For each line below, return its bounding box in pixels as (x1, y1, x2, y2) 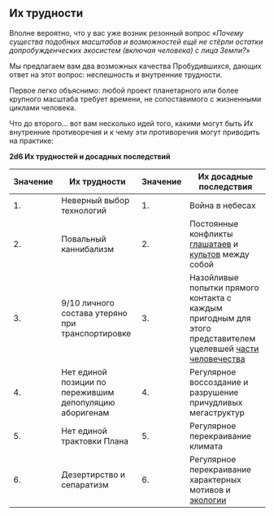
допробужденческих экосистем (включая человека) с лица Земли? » (9, 45, 250, 55)
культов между (189, 248, 250, 259)
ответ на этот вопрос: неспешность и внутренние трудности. (9, 69, 223, 80)
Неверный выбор (61, 194, 130, 206)
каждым (189, 302, 223, 314)
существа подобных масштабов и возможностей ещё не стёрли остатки (9, 37, 263, 46)
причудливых (189, 397, 243, 408)
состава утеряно (61, 307, 128, 319)
